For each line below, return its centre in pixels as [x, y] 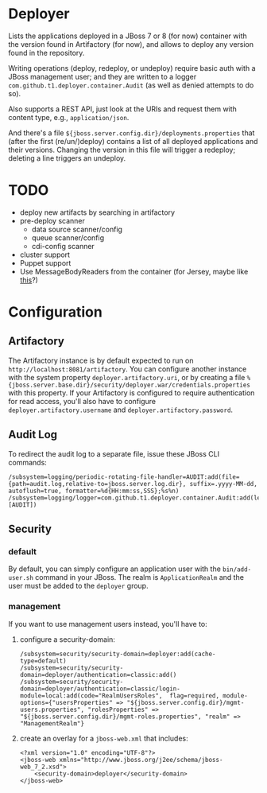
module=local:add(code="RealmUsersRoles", [91, 696]
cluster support [44, 255]
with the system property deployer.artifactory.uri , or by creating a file [127, 377]
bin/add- [237, 569]
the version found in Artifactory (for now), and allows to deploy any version [131, 44]
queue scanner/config [68, 237]
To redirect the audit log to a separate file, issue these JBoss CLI [114, 453]
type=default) [43, 661]
